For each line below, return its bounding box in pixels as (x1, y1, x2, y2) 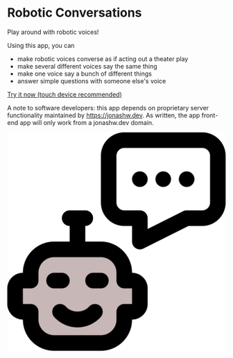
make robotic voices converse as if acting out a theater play (17, 54, 189, 63)
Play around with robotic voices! (7, 28, 99, 36)
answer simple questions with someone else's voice (17, 76, 166, 85)
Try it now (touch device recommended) (7, 90, 123, 99)
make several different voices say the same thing (17, 62, 157, 70)
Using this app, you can (7, 41, 75, 49)
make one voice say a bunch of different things (17, 69, 153, 78)
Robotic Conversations (7, 5, 142, 21)
